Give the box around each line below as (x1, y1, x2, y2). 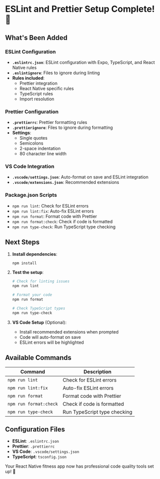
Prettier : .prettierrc (12, 444, 55, 449)
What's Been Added (5, 33, 68, 42)
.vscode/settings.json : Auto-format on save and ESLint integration (12, 174, 149, 180)
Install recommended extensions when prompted (19, 329, 119, 335)
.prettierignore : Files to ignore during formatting (12, 124, 113, 131)
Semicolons (19, 140, 44, 146)
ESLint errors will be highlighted (19, 339, 84, 345)
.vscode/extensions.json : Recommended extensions (12, 180, 119, 185)
